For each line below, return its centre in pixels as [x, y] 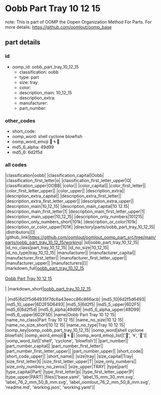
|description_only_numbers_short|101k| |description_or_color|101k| [71, 222]
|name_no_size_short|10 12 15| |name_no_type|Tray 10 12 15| [65, 325]
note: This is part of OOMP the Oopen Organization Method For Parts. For [78, 22]
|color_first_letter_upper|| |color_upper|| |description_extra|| [65, 191]
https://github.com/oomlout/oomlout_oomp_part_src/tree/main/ [93, 237]
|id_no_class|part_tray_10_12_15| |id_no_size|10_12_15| [57, 248]
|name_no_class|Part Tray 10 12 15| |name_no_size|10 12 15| [64, 320]
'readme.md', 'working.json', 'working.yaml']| [50, 387]
